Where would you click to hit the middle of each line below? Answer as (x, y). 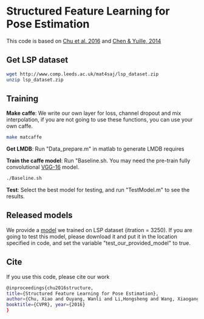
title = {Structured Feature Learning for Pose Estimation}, (83, 293)
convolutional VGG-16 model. (43, 167)
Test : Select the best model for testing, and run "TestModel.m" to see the (98, 190)
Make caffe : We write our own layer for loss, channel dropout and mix (94, 113)
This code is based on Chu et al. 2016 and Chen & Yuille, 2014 (84, 41)
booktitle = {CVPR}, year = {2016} (46, 305)
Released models (39, 215)
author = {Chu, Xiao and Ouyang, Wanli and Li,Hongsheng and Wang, (90, 299)
